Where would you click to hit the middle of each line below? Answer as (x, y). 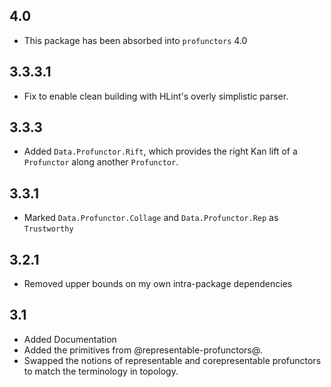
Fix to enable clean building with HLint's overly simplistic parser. (156, 96)
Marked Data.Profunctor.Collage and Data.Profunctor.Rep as (151, 218)
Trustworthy (48, 229)
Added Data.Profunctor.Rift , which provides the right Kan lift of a (160, 151)
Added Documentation (70, 339)
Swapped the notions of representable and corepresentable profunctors (172, 360)
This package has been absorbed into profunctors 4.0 (135, 40)
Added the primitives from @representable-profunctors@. (143, 350)
